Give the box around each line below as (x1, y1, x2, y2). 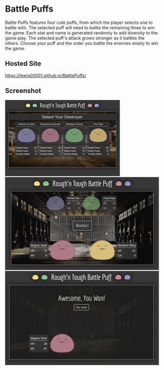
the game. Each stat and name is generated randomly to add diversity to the (5, 30, 158, 36)
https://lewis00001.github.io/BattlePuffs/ (5, 72, 86, 78)
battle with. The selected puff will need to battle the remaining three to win (5, 24, 155, 30)
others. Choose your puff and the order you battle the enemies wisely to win (5, 40, 159, 46)
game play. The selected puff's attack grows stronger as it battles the (5, 35, 145, 41)
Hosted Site (5, 59, 41, 68)
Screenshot (5, 87, 41, 95)
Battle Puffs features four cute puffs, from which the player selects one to (5, 19, 153, 25)
